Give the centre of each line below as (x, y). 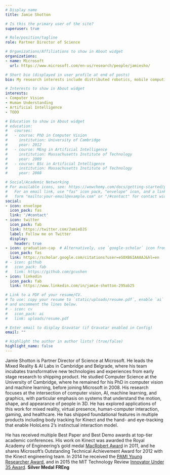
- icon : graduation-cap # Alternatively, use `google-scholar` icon (80, 248)
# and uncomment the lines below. (42, 304)
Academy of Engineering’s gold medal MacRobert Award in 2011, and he (80, 446)
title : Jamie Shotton (28, 15)
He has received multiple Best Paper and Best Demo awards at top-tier (79, 435)
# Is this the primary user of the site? (50, 24)
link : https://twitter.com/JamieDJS (48, 229)
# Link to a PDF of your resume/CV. (44, 295)
